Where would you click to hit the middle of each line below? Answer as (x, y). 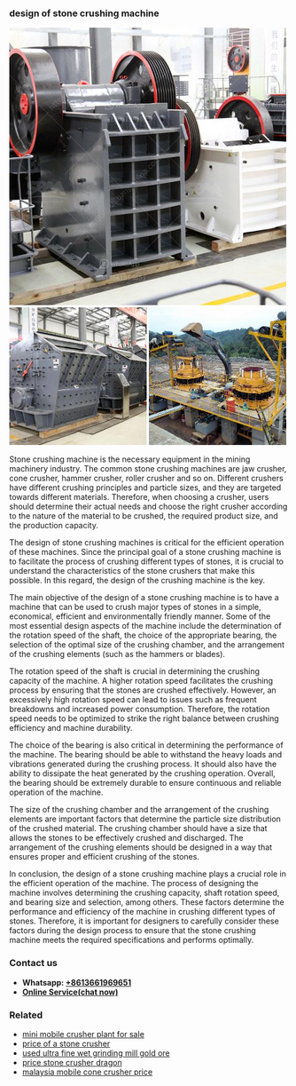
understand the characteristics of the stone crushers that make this (132, 571)
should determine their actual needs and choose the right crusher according (148, 507)
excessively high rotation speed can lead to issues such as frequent (133, 700)
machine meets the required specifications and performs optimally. (132, 940)
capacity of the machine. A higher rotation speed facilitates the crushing (141, 681)
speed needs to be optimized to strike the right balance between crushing (144, 718)
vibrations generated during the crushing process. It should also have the (143, 764)
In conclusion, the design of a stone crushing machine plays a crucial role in (148, 874)
